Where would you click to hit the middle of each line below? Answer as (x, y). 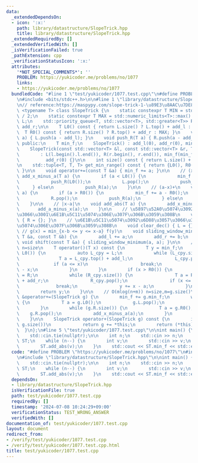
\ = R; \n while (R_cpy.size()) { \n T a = (103, 275)
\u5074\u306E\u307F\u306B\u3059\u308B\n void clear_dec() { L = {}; (106, 226)
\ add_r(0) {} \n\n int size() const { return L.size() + (104, 160)
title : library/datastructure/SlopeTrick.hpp (74, 34)
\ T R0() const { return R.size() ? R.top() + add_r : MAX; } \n (99, 133)
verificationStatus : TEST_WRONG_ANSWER (60, 412)
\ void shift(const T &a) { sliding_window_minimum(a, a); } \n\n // (106, 242)
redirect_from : (25, 435)
